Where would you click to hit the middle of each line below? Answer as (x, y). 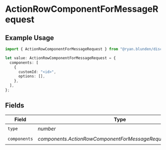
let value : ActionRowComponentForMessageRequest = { (61, 58)
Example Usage (30, 38)
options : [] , (32, 76)
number (47, 129)
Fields (15, 105)
